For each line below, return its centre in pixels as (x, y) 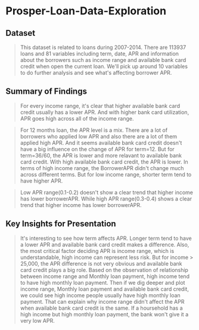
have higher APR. (41, 181)
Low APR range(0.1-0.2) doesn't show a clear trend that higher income (107, 192)
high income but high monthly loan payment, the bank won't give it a (104, 314)
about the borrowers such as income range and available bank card (103, 60)
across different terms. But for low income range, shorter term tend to (106, 174)
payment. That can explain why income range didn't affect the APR (102, 301)
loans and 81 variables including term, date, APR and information (99, 54)
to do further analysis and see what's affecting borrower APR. (96, 73)
